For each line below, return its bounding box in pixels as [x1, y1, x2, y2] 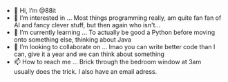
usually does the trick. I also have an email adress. [13, 68, 158, 75]
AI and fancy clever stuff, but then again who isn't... [13, 21, 161, 29]
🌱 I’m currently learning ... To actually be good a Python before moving [13, 28, 216, 36]
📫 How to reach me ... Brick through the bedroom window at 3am [13, 58, 202, 66]
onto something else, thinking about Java [13, 36, 131, 44]
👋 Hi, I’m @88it [13, 7, 57, 14]
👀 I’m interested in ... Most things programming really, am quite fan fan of [13, 14, 222, 22]
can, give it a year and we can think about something [13, 50, 164, 58]
